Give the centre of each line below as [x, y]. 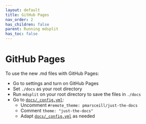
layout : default [23, 10]
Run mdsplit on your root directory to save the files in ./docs [77, 94]
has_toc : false [22, 34]
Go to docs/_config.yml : [38, 99]
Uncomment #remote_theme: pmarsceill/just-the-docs [79, 105]
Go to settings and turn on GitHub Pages [56, 83]
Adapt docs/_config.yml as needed [58, 116]
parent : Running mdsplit [32, 29]
